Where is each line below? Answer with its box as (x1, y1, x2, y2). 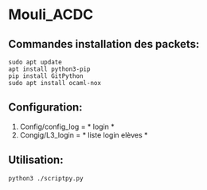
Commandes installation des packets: (8, 37, 200, 51)
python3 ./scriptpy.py (8, 174, 84, 182)
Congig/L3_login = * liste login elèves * (19, 130, 149, 140)
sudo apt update (8, 58, 62, 66)
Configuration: (8, 101, 83, 114)
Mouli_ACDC (8, 6, 94, 24)
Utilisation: (8, 153, 64, 167)
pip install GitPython (8, 72, 84, 80)
